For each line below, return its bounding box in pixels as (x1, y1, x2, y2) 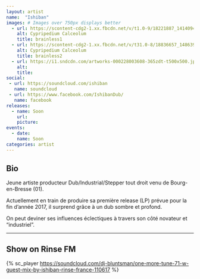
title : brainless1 (17, 36, 62, 42)
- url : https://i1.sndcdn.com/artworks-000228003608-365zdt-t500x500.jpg (11, 58, 198, 64)
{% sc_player (6, 260, 39, 267)
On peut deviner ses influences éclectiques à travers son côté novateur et (6, 215, 187, 222)
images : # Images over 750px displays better (6, 20, 121, 26)
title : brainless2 (17, 53, 62, 59)
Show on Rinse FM (6, 244, 76, 254)
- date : (11, 130, 31, 137)
